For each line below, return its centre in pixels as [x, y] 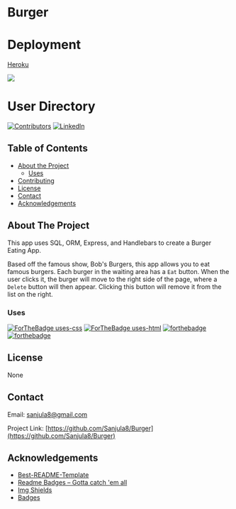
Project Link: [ [28, 428]
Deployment [44, 45]
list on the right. [30, 294]
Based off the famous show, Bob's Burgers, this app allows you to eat [109, 264]
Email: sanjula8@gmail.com [47, 414]
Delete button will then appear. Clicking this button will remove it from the [114, 286]
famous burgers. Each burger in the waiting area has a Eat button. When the [118, 271]
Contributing [36, 180]
